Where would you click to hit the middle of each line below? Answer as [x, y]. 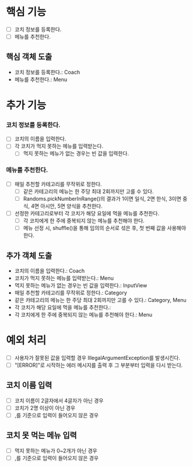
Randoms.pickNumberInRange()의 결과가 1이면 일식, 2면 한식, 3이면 [102, 198]
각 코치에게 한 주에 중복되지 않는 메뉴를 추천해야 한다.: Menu [83, 315]
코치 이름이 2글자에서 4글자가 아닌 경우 [59, 400]
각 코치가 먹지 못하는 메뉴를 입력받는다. [59, 146]
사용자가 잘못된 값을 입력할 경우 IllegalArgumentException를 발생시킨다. [97, 358]
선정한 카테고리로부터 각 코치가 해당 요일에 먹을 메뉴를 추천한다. [87, 214]
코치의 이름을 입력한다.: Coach [50, 271]
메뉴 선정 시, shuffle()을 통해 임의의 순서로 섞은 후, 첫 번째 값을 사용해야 [105, 228]
